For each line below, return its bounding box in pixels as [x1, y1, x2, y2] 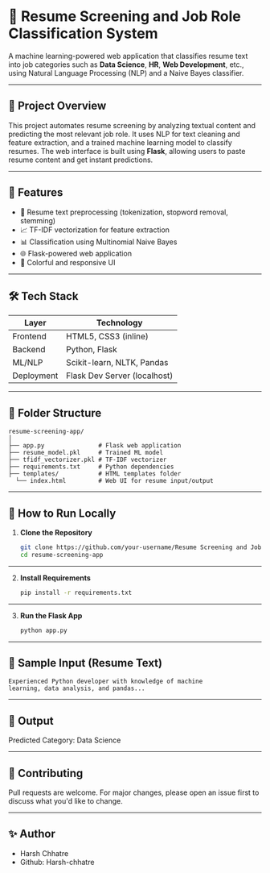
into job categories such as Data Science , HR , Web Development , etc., [8, 60, 244, 69]
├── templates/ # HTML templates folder [8, 470, 182, 478]
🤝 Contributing [8, 766, 84, 780]
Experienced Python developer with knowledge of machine [8, 677, 203, 686]
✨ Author [8, 827, 56, 841]
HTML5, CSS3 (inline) [65, 330, 149, 342]
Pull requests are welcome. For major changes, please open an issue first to [8, 788, 260, 797]
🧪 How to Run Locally [8, 506, 117, 520]
